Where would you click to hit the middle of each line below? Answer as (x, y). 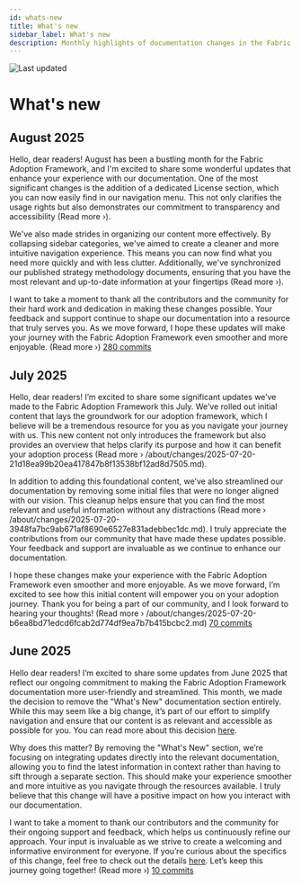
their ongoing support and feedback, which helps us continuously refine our (150, 832)
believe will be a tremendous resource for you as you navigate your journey (149, 426)
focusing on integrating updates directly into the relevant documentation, (145, 757)
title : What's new (44, 26)
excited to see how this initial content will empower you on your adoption (144, 594)
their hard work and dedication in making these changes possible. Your (141, 309)
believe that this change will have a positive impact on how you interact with (150, 795)
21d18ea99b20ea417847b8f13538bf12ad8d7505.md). (108, 464)
